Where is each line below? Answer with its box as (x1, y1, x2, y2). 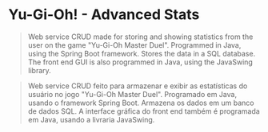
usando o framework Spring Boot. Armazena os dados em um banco (27, 98, 254, 107)
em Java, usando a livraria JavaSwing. (27, 115, 155, 124)
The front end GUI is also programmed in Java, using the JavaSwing (27, 57, 254, 67)
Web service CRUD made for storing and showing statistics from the (27, 32, 254, 41)
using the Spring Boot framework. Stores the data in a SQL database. (27, 49, 256, 58)
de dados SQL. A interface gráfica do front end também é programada (27, 106, 260, 116)
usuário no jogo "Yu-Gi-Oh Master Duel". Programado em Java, (27, 89, 238, 99)
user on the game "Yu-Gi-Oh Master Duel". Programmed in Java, (27, 40, 242, 49)
